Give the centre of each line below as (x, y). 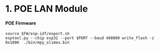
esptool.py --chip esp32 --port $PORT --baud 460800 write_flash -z (80, 38)
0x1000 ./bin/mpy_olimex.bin (38, 43)
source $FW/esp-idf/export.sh (38, 34)
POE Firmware (21, 23)
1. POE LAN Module (47, 9)
